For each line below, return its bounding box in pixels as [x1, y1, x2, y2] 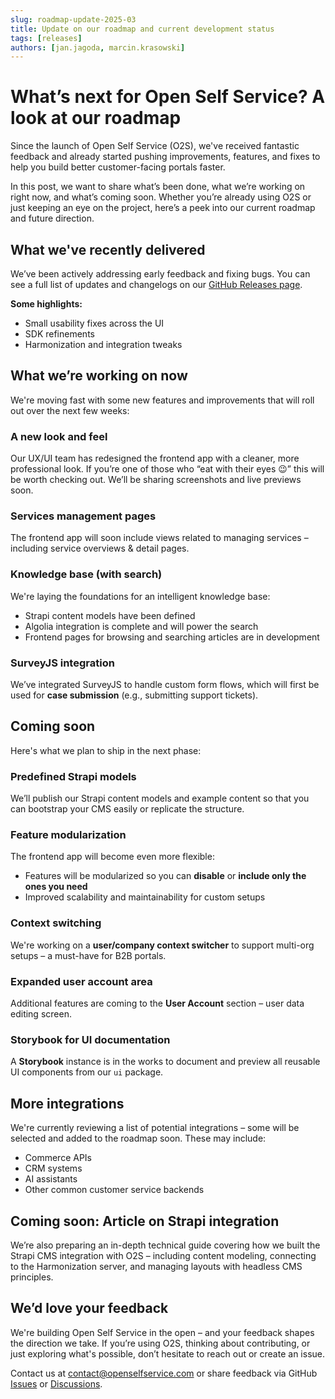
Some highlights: [10, 298, 83, 310]
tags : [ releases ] [10, 33, 83, 43]
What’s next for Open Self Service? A [10, 86, 326, 108]
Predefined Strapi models [10, 769, 137, 783]
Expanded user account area [10, 974, 153, 988]
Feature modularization [10, 828, 127, 842]
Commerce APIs [24, 1152, 92, 1164]
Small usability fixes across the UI [24, 317, 165, 329]
